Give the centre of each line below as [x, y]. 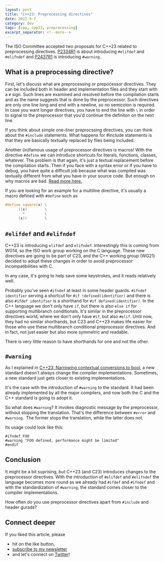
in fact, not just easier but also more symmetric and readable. [67, 332]
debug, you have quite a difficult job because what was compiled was [75, 171]
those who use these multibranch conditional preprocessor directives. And [80, 327]
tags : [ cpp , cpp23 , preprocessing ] [41, 28]
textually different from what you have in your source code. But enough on [80, 176]
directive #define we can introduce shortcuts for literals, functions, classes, [81, 155]
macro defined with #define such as [41, 195]
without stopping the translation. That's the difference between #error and [80, 413]
